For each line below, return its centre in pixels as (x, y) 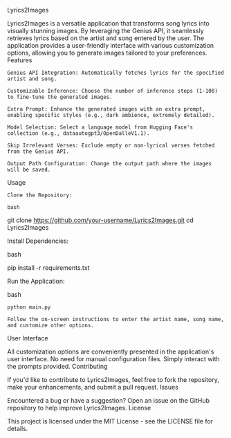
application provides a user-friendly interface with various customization (111, 45)
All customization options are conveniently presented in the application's (111, 352)
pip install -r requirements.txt (48, 268)
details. (18, 429)
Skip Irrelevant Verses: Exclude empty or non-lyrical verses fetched (111, 145)
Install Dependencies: (38, 241)
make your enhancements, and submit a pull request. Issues (93, 387)
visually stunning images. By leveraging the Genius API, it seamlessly (105, 31)
